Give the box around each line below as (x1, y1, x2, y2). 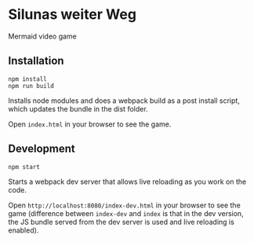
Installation (8, 54, 64, 68)
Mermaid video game (8, 31, 77, 41)
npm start (8, 163, 41, 170)
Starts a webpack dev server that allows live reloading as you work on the (8, 177, 247, 186)
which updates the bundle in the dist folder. (8, 104, 148, 113)
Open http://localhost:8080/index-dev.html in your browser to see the (8, 200, 241, 210)
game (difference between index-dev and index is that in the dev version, (8, 208, 245, 218)
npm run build (8, 82, 55, 90)
